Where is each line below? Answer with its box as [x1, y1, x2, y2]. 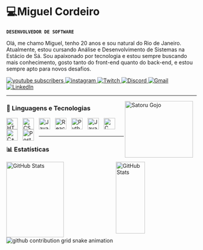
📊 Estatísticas [6, 146, 50, 154]
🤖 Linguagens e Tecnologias [6, 104, 91, 112]
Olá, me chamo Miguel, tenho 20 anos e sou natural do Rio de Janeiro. [6, 39, 182, 46]
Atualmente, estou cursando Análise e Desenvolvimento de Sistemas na [6, 46, 185, 53]
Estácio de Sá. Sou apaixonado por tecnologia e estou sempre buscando [6, 52, 187, 59]
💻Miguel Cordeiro [6, 5, 100, 19]
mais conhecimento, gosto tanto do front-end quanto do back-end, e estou [6, 59, 193, 66]
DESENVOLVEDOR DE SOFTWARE [6, 28, 74, 35]
